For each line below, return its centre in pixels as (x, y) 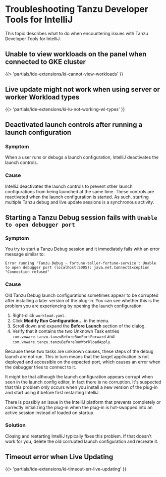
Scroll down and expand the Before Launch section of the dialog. (79, 326)
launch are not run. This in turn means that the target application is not (77, 356)
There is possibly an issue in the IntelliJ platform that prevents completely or (83, 402)
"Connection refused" (28, 272)
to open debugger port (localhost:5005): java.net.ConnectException (77, 268)
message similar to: (25, 254)
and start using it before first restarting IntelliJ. (53, 392)
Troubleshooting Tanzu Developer (77, 9)
